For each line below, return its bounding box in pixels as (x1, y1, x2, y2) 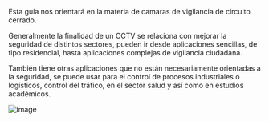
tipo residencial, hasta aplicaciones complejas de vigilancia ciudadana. (8, 48, 243, 57)
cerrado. (8, 15, 37, 25)
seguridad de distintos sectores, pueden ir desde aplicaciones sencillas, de (8, 39, 258, 49)
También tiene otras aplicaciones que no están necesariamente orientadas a (8, 63, 261, 73)
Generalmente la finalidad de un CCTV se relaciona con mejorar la (8, 31, 227, 40)
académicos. (8, 89, 51, 99)
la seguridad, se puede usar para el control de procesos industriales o (8, 72, 240, 81)
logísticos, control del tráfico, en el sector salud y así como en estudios (8, 80, 244, 90)
